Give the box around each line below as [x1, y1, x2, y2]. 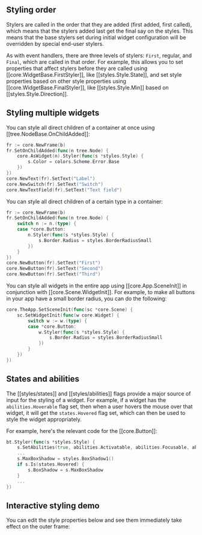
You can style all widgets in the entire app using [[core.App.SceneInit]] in [6, 282, 188, 289]
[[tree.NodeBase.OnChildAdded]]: [6, 130, 90, 138]
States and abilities [6, 374, 80, 384]
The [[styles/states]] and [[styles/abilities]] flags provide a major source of [6, 389, 191, 397]
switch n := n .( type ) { [17, 220, 77, 227]
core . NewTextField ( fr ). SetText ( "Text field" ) [6, 187, 122, 193]
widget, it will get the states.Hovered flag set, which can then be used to [6, 409, 186, 416]
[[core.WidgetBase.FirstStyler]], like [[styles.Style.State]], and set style [6, 71, 182, 78]
